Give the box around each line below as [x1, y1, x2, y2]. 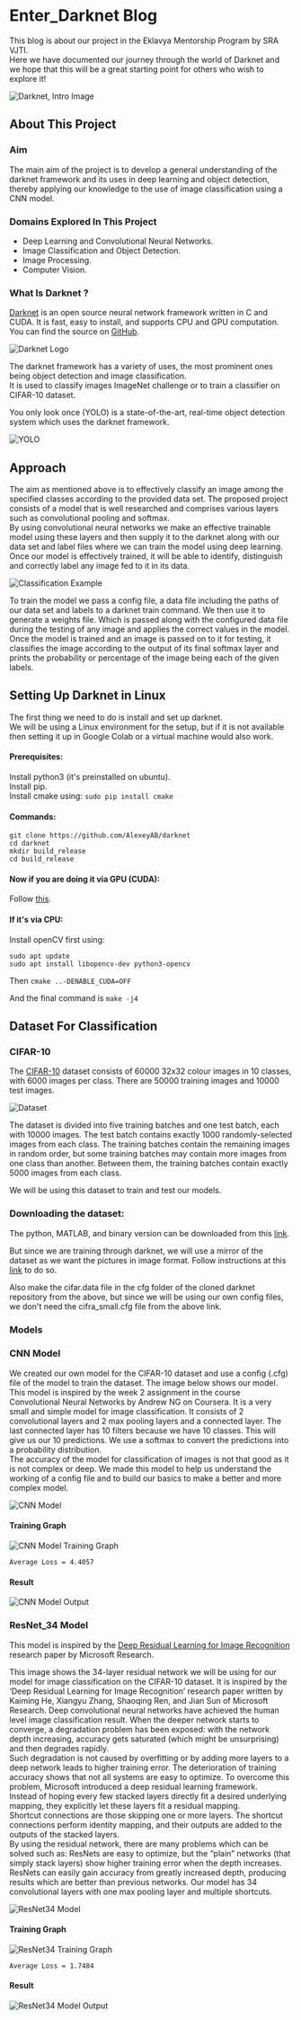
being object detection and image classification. [9, 370, 187, 382]
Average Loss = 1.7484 [9, 1961, 94, 1971]
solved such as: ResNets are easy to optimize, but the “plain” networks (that [9, 1847, 291, 1858]
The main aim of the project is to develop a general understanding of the [9, 164, 278, 175]
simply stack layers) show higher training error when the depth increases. [9, 1857, 282, 1868]
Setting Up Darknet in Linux [9, 688, 166, 704]
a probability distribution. [9, 1444, 102, 1455]
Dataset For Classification [9, 1019, 158, 1034]
